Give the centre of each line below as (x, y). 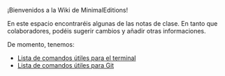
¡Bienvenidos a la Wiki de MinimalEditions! (68, 10)
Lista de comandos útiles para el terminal (77, 58)
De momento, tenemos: (41, 44)
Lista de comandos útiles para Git (65, 65)
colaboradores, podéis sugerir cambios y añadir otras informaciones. (107, 31)
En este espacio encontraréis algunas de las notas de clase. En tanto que (112, 23)
